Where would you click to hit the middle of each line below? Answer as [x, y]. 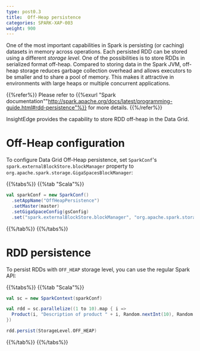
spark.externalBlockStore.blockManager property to [70, 166]
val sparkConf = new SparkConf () [48, 195]
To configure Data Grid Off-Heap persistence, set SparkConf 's [82, 160]
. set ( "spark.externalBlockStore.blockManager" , [72, 217]
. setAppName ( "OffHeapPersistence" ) [56, 201]
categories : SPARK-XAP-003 [40, 23]
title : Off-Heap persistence [44, 17]
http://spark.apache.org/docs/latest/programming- [110, 101]
